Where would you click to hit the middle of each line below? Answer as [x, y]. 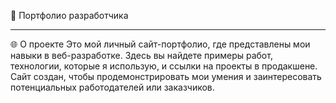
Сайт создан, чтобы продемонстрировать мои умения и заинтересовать [166, 76]
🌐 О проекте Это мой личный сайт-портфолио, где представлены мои [160, 44]
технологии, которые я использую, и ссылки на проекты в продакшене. [164, 66]
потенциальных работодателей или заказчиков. [112, 87]
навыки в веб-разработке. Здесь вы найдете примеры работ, [141, 55]
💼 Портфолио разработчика [69, 15]
